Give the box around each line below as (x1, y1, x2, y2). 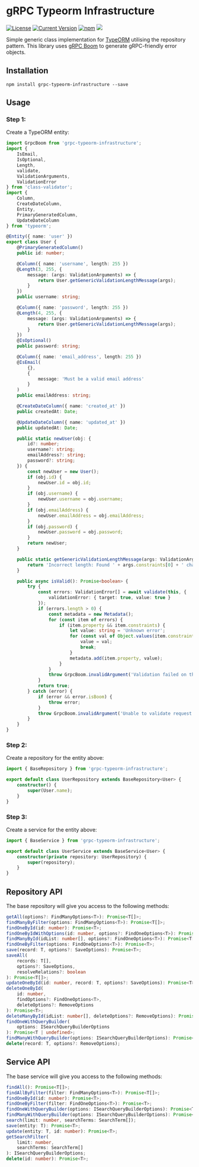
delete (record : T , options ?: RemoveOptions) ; (6, 1041, 120, 1047)
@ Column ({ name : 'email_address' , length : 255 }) (17, 354, 142, 360)
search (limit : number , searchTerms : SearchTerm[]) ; (6, 1117, 136, 1124)
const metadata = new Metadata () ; (48, 611, 134, 617)
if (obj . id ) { (27, 474, 62, 480)
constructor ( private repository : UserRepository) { (17, 853, 147, 860)
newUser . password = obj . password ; (37, 529, 123, 535)
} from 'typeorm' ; (6, 223, 52, 229)
